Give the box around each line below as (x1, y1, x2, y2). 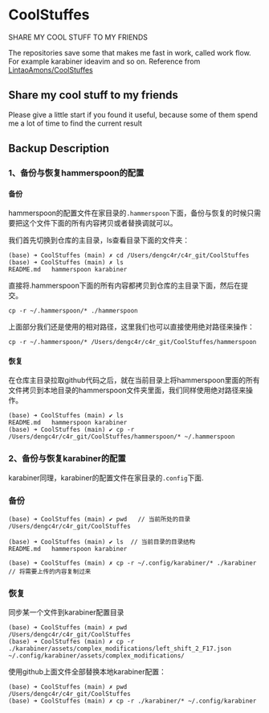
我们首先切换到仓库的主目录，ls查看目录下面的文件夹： (8, 235, 190, 245)
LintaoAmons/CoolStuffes (8, 64, 94, 74)
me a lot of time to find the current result (8, 118, 143, 128)
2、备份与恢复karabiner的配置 (8, 453, 126, 464)
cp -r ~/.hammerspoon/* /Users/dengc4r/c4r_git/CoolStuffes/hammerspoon (8, 338, 257, 346)
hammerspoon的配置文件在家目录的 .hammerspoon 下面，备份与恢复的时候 (8, 208, 247, 218)
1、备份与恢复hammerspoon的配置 (8, 168, 145, 179)
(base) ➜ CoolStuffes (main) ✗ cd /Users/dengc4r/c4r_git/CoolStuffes (8, 251, 250, 259)
